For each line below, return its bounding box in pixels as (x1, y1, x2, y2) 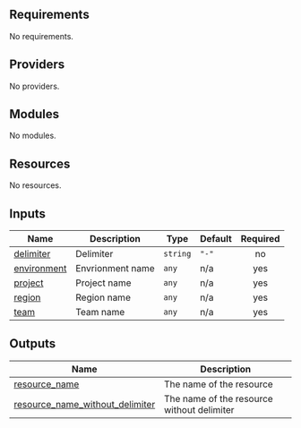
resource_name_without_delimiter (13, 398, 156, 410)
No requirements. (9, 30, 74, 41)
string (163, 249, 192, 259)
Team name (75, 306, 125, 319)
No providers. (9, 81, 60, 91)
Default (200, 233, 233, 245)
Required (240, 233, 280, 245)
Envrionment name (75, 262, 155, 275)
